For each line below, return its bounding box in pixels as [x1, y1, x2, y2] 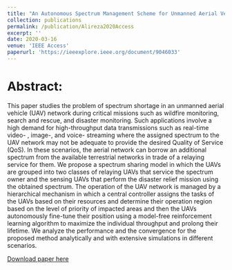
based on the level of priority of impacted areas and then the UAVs [7, 204, 197, 213]
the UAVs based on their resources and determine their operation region [7, 197, 213, 205]
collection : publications [7, 17, 81, 24]
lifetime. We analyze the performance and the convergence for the [7, 226, 197, 235]
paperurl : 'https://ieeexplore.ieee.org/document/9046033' [7, 49, 181, 56]
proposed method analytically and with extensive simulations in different [7, 233, 213, 242]
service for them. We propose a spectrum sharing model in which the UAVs [7, 160, 221, 168]
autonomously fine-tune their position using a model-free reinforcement [7, 212, 212, 220]
